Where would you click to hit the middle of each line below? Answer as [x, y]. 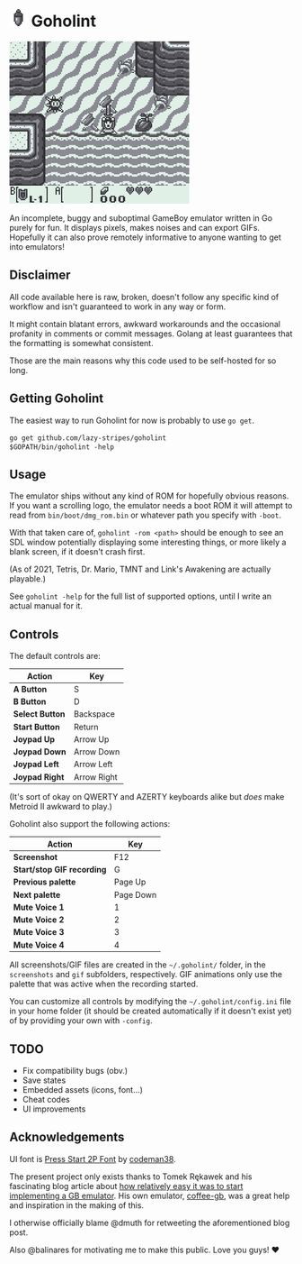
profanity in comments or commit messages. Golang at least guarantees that [151, 334]
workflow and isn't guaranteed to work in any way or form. [118, 307]
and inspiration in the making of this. [77, 1205]
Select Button [39, 714]
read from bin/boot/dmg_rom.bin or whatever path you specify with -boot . [145, 515]
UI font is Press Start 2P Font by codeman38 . [93, 1159]
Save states [44, 1080]
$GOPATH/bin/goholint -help [62, 447]
